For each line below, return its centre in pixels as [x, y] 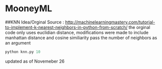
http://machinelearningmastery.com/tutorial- [110, 22]
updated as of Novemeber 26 [35, 61]
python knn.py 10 [23, 52]
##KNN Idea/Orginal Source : [35, 22]
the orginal [139, 27]
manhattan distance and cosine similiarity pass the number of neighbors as [81, 38]
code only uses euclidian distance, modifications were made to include [77, 32]
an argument [18, 43]
